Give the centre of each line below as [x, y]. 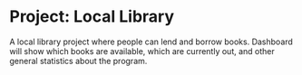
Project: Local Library [92, 17]
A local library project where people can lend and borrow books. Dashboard [151, 42]
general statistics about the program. [78, 61]
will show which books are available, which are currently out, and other [142, 51]
